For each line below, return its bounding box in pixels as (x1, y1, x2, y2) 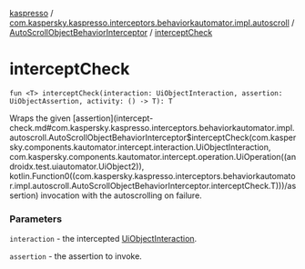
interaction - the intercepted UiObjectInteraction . (9, 234, 198, 244)
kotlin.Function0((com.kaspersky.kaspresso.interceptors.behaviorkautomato (9, 170, 296, 181)
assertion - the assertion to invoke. (9, 251, 143, 262)
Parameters (9, 213, 62, 225)
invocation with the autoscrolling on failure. (40, 190, 202, 201)
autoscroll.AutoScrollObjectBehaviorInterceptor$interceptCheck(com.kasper (9, 132, 297, 143)
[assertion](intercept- (72, 113, 154, 124)
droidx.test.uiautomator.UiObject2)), (9, 161, 145, 172)
